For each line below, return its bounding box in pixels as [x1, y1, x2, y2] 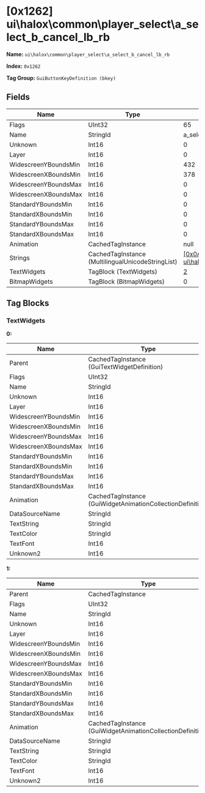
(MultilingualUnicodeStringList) [88, 257, 178, 266]
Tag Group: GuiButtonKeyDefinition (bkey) [6, 74, 116, 81]
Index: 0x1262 [6, 62, 41, 70]
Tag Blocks [6, 298, 49, 308]
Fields [6, 92, 31, 102]
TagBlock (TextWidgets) [88, 267, 157, 276]
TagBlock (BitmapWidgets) [88, 277, 165, 286]
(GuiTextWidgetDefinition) [88, 363, 164, 371]
